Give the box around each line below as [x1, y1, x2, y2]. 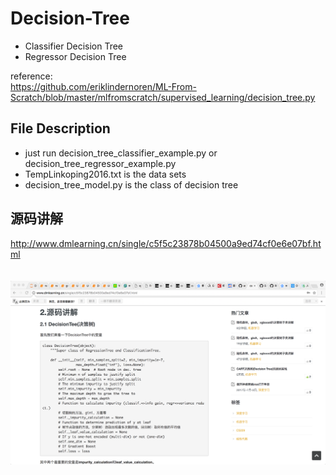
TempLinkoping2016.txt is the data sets [24, 168, 187, 180]
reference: [10, 70, 53, 82]
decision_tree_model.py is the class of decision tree [24, 178, 239, 191]
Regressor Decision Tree [24, 50, 127, 62]
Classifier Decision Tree [24, 40, 124, 52]
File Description [10, 120, 111, 137]
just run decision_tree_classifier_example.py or [24, 147, 218, 159]
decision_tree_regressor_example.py [24, 157, 177, 169]
